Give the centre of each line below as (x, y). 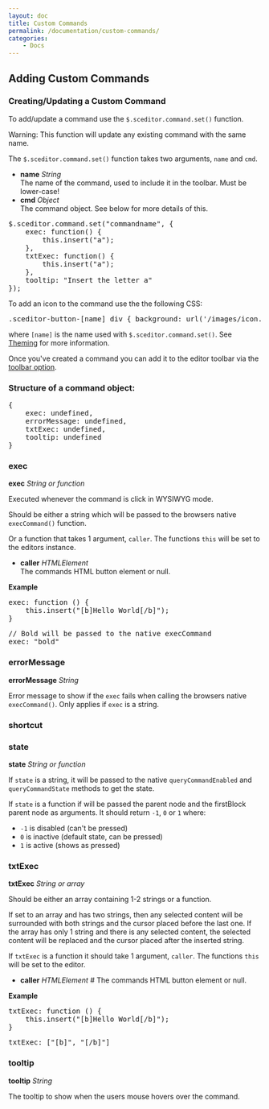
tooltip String (31, 1081)
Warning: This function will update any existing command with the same (127, 134)
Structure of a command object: (72, 387)
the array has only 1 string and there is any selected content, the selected (130, 932)
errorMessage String (43, 680)
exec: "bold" (34, 642)
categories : (28, 38)
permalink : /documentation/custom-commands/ (84, 31)
